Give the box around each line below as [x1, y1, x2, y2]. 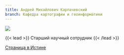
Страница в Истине [5, 44, 46, 50]
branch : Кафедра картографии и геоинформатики [5, 12, 103, 17]
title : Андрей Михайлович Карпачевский [5, 7, 87, 12]
